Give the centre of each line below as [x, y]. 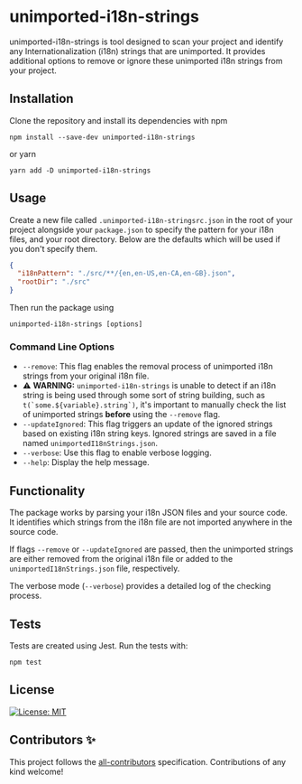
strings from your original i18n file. [86, 376]
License [32, 690]
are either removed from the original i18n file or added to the [121, 559]
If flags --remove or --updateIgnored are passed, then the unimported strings [151, 549]
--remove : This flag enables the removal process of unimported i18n [147, 367]
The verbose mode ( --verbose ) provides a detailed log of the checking [140, 586]
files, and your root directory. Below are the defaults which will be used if [145, 239]
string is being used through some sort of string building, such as [144, 396]
